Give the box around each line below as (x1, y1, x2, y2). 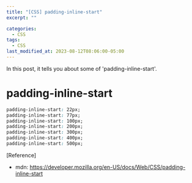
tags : (6, 37, 20, 43)
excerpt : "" (6, 15, 37, 21)
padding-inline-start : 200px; (6, 123, 84, 130)
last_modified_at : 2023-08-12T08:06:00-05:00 (6, 48, 124, 55)
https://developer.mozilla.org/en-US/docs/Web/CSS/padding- (29, 163, 186, 171)
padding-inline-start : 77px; (6, 112, 81, 118)
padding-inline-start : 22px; (6, 106, 81, 113)
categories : (6, 26, 37, 32)
